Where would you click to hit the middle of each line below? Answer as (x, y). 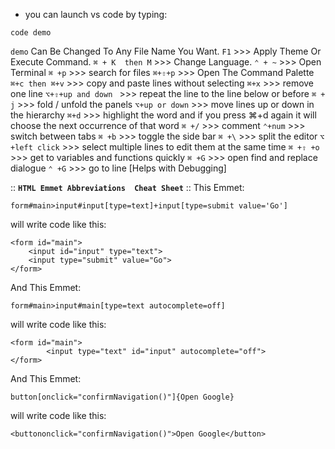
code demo (31, 33)
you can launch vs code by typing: (96, 14)
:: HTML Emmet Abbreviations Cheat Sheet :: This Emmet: (127, 187)
